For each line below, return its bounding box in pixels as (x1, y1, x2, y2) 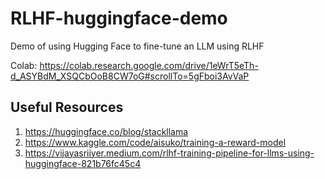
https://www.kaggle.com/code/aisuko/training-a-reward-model (24, 136, 287, 148)
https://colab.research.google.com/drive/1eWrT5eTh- (39, 59, 259, 71)
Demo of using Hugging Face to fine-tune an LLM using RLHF (10, 40, 265, 52)
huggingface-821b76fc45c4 (24, 157, 142, 169)
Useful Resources (10, 99, 124, 116)
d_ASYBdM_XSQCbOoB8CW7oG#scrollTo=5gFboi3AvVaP (10, 70, 250, 82)
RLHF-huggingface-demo (10, 7, 228, 30)
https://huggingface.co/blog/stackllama (24, 125, 189, 137)
